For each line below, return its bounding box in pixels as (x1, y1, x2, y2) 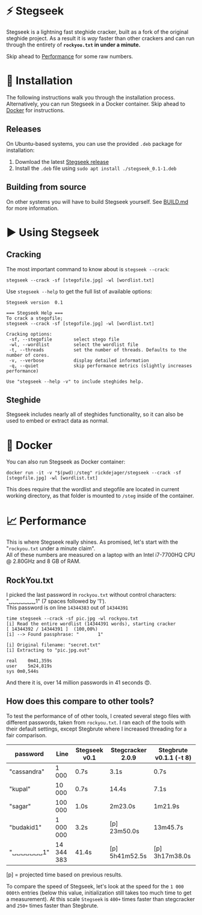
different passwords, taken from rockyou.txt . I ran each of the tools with (6, 718, 186, 726)
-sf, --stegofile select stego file (8, 336, 120, 342)
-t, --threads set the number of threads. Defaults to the (8, 347, 187, 353)
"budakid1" (9, 823, 42, 831)
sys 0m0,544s (6, 668, 39, 674)
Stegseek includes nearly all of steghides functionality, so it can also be (6, 410, 184, 418)
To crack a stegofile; (6, 315, 63, 321)
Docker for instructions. (6, 106, 65, 114)
